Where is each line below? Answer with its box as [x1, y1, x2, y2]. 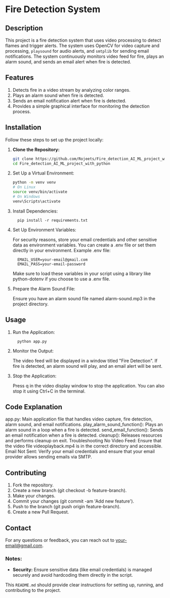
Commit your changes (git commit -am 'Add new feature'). [12, 498, 135, 504]
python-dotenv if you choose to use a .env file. [12, 275, 110, 282]
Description [5, 24, 43, 32]
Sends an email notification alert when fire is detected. [12, 97, 126, 103]
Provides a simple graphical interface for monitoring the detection [12, 103, 150, 109]
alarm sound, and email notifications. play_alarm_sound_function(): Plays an [5, 421, 163, 428]
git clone [12, 156, 34, 161]
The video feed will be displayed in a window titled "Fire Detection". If [12, 358, 158, 364]
